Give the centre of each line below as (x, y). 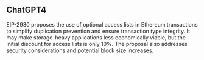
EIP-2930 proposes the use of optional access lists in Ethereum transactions (102, 24)
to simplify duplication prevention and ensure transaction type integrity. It (98, 31)
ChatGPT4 (26, 10)
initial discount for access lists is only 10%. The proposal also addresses (97, 44)
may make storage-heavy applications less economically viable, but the (96, 37)
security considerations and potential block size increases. (80, 50)
